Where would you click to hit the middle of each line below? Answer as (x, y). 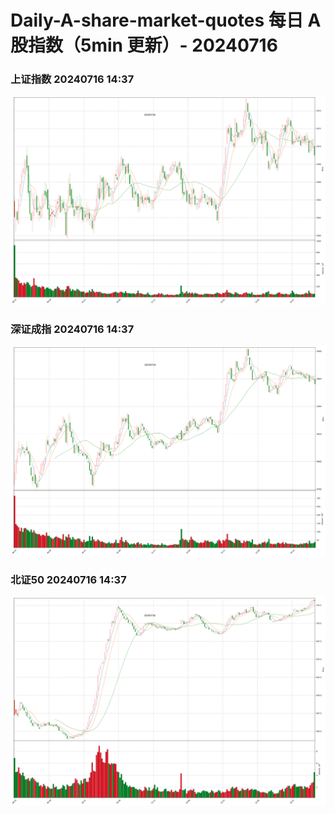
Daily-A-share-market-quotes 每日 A (166, 20)
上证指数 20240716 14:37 (72, 79)
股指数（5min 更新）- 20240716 (144, 45)
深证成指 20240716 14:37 (72, 329)
